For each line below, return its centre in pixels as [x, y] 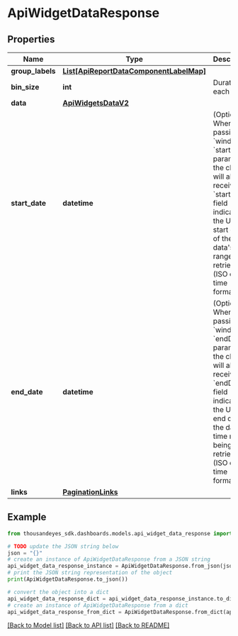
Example [27, 517]
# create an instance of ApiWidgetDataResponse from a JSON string [109, 559]
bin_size [25, 87]
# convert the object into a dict [58, 592]
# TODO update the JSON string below [63, 546]
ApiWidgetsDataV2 [96, 103]
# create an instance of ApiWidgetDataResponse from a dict [98, 605]
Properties [31, 39]
